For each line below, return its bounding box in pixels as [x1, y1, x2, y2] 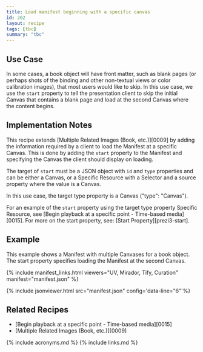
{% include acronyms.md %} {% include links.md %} [6, 339, 138, 347]
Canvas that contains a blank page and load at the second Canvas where [6, 95, 189, 103]
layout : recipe [6, 20, 45, 26]
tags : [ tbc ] [6, 26, 36, 32]
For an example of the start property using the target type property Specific [6, 204, 198, 211]
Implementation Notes [6, 120, 93, 131]
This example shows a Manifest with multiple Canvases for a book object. [6, 250, 190, 258]
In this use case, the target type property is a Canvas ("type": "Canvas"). [6, 192, 188, 199]
